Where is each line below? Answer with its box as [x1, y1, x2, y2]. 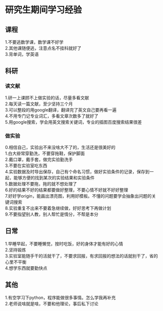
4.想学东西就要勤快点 [5, 265, 48, 271]
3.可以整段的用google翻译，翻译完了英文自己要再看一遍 [5, 107, 117, 112]
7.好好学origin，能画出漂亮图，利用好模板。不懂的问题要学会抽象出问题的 [5, 193, 152, 199]
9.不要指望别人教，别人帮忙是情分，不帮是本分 [5, 211, 99, 217]
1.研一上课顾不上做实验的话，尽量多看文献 [5, 94, 89, 100]
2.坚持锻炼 [5, 247, 26, 253]
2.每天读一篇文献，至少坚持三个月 [5, 101, 73, 107]
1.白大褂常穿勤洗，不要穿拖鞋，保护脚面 [5, 150, 85, 156]
